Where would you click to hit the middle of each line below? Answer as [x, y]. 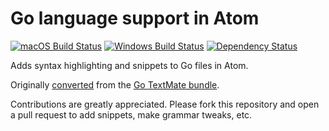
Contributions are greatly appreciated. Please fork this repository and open [165, 104]
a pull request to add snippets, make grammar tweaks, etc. [131, 114]
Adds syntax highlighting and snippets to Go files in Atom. [129, 65]
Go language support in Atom [135, 18]
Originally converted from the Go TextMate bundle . [115, 84]
